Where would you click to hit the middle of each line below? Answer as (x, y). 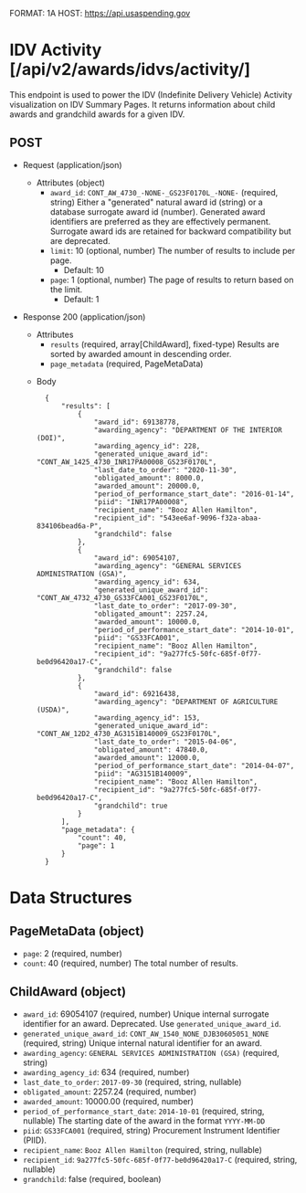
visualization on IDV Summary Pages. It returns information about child (142, 104)
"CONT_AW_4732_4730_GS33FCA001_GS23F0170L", (122, 597)
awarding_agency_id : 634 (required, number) (106, 1072)
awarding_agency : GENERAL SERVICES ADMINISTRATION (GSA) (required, (151, 1052)
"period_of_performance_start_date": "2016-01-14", (194, 494)
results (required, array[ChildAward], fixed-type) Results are (165, 344)
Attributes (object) (70, 183)
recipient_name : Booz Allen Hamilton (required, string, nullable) (142, 1149)
